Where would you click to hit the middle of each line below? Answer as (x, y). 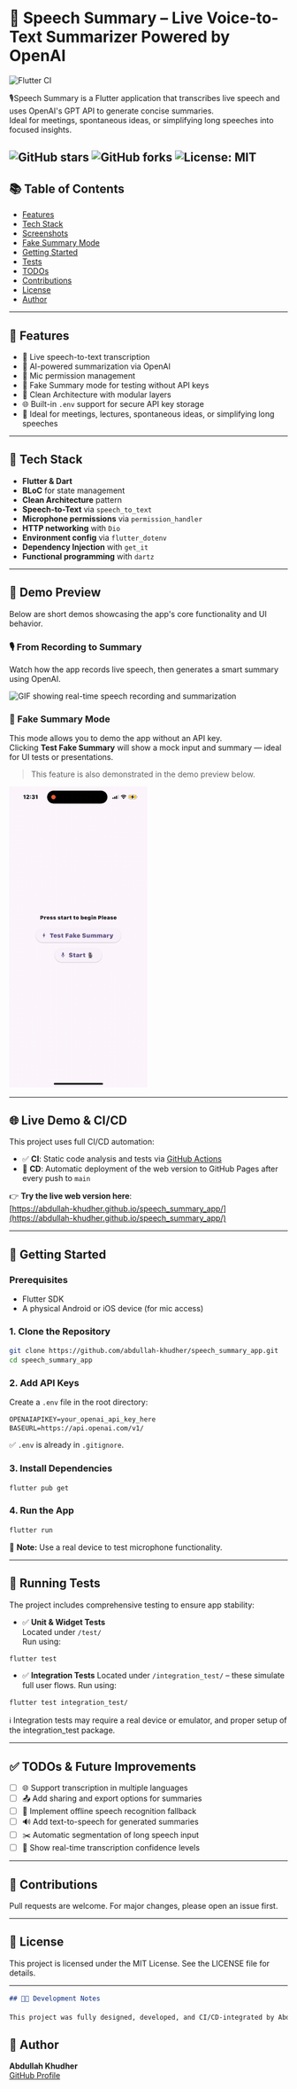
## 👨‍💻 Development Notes (55, 1999)
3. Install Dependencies (61, 1468)
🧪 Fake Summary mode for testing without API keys (115, 385)
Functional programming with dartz (88, 556)
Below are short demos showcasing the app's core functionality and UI (138, 614)
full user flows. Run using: (69, 1686)
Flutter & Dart (47, 481)
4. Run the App (42, 1511)
